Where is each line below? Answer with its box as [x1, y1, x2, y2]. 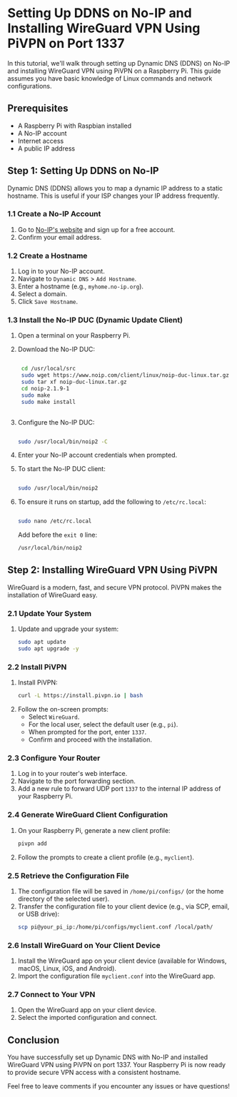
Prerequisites [7, 102, 69, 115]
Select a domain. [17, 290, 68, 298]
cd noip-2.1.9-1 [21, 385, 70, 393]
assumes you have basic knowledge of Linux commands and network [7, 74, 213, 83]
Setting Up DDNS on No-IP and [7, 5, 192, 21]
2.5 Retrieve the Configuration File [7, 871, 130, 881]
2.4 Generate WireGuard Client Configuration [7, 810, 168, 820]
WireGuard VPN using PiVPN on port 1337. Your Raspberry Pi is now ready [7, 1061, 226, 1069]
